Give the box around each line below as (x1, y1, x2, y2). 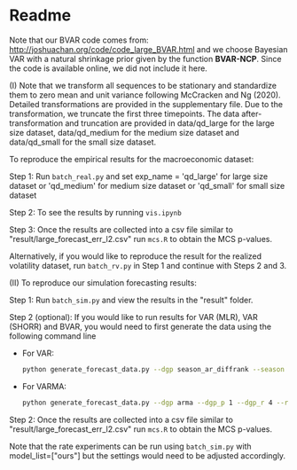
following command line (9, 330, 97, 341)
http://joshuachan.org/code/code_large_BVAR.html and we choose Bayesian (9, 43, 288, 54)
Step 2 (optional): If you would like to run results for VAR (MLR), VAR (9, 311, 259, 322)
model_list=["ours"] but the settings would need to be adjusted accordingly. (9, 450, 286, 461)
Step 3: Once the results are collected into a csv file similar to (9, 223, 233, 235)
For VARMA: (21, 380, 66, 391)
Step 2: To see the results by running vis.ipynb (9, 207, 182, 217)
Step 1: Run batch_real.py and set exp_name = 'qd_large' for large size (9, 170, 269, 182)
